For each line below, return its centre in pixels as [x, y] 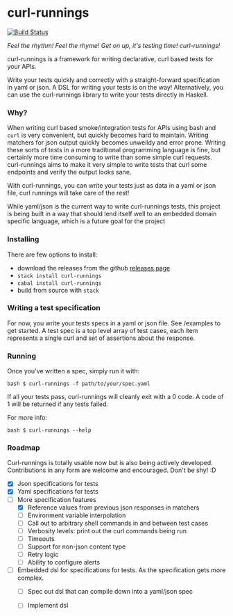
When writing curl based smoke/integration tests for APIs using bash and [112, 128]
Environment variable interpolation [77, 515]
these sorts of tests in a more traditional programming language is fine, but [114, 150]
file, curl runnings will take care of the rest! [68, 193]
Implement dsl [48, 606]
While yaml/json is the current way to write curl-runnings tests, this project [114, 206]
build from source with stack [58, 290]
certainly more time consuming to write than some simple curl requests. [110, 157]
